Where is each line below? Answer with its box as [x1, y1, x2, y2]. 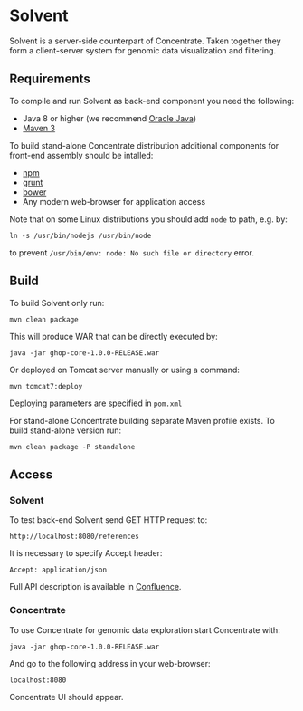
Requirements [9, 72, 90, 87]
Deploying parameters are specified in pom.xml [9, 398, 183, 408]
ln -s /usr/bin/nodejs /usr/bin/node [9, 231, 152, 240]
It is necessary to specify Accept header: [9, 548, 163, 559]
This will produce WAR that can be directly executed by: [9, 331, 219, 341]
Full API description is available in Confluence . [9, 581, 182, 592]
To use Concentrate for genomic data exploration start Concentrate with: [9, 624, 280, 635]
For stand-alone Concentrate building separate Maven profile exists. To [9, 415, 276, 426]
